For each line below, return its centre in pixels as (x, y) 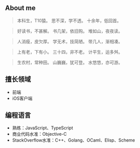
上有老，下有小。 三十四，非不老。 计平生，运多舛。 (70, 52)
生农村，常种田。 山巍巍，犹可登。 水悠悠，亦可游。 (70, 62)
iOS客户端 (22, 98)
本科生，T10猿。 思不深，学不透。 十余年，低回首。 (69, 20)
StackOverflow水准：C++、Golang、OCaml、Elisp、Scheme (74, 140)
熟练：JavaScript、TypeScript (43, 128)
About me (20, 8)
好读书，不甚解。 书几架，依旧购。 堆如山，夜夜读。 (70, 31)
